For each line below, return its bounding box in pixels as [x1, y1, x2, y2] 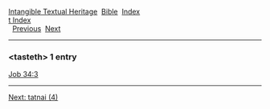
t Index [8, 15, 31, 25]
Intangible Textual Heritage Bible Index [8, 7, 141, 16]
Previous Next [11, 24, 61, 33]
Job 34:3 [8, 70, 39, 79]
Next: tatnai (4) [8, 92, 59, 103]
